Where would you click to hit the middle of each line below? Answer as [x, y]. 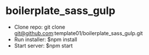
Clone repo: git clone [40, 27]
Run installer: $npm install [46, 39]
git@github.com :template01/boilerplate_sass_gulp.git [78, 33]
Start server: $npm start [43, 46]
